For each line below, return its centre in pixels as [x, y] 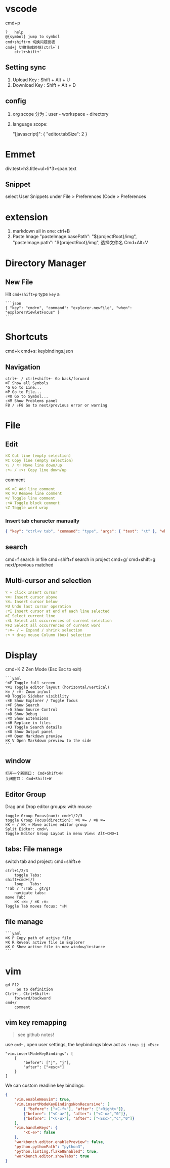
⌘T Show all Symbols [27, 383]
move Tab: [16, 897]
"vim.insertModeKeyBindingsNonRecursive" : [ [62, 1105]
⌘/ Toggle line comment [30, 498]
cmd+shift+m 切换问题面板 [30, 42]
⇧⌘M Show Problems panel [31, 401]
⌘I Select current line [30, 616]
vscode [21, 9]
